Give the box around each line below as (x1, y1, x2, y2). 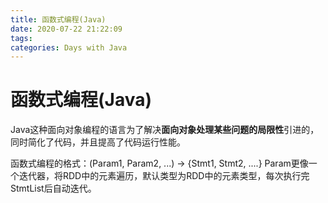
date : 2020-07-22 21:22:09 (10, 24, 123, 34)
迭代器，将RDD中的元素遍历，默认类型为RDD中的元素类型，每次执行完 (18, 170, 310, 182)
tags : (10, 33, 33, 43)
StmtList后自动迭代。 (10, 182, 97, 195)
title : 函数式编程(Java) (10, 14, 107, 25)
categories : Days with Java (10, 42, 128, 53)
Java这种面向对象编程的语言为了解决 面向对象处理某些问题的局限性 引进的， (10, 124, 320, 136)
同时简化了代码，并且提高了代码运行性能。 (10, 136, 186, 148)
